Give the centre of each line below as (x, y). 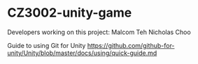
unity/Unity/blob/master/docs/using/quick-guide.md (82, 53)
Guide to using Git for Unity (47, 45)
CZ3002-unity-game (70, 13)
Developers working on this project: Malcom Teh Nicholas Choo (99, 32)
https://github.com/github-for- (131, 45)
